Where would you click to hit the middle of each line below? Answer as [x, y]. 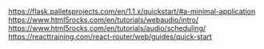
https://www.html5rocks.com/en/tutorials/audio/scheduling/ [107, 28]
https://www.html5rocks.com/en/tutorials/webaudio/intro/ [103, 20]
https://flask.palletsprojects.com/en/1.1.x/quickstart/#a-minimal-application [132, 11]
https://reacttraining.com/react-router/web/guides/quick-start [110, 36]
